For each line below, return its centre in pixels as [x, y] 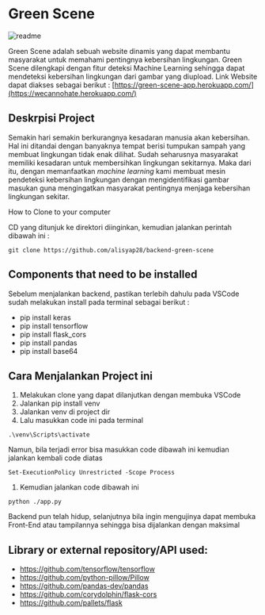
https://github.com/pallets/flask [71, 603]
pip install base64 [49, 351]
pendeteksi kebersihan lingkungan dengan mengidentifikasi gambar [119, 179]
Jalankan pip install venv [60, 404]
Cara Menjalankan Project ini [80, 376]
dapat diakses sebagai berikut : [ [61, 85]
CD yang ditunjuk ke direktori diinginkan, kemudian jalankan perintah [120, 227]
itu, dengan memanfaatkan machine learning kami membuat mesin [117, 171]
